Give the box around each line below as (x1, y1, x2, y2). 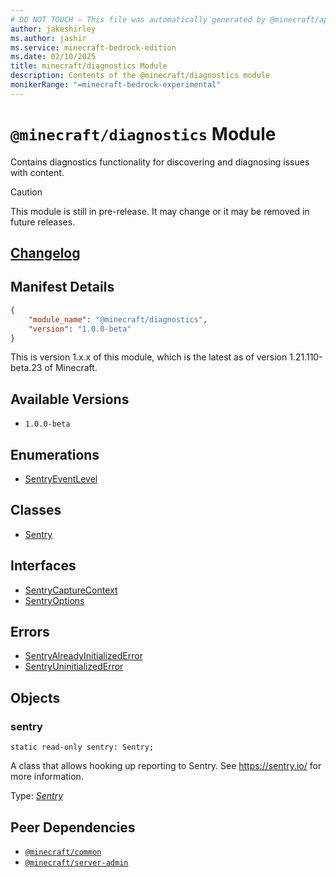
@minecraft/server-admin (24, 857, 129, 868)
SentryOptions (24, 594, 85, 606)
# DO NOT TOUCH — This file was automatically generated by (10, 14, 267, 25)
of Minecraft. (44, 362, 98, 374)
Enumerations (10, 446, 100, 463)
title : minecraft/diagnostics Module (10, 61, 168, 71)
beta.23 (10, 362, 43, 374)
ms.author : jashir (10, 33, 87, 43)
